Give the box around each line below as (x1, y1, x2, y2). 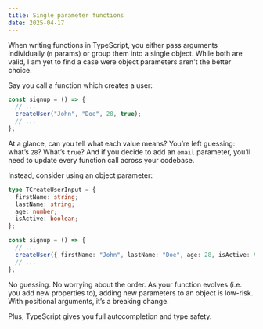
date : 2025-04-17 (8, 19, 65, 27)
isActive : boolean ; (15, 215, 79, 223)
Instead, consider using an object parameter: (8, 170, 153, 180)
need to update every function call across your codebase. (8, 155, 195, 164)
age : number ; (15, 208, 58, 215)
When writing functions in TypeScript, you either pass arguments (8, 40, 218, 49)
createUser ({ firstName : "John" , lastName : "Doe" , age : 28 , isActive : (15, 251, 250, 258)
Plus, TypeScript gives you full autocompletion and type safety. (8, 311, 212, 321)
